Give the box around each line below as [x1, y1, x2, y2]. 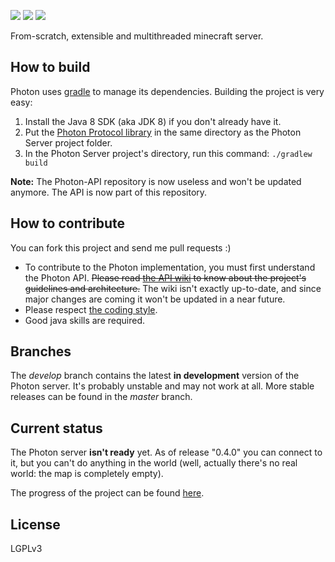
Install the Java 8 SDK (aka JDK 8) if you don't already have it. [24, 115, 282, 127]
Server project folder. [24, 136, 113, 149]
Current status [10, 420, 103, 437]
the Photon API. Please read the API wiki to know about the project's [24, 271, 307, 284]
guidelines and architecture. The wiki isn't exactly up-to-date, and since [24, 282, 322, 294]
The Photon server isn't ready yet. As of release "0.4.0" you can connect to [10, 446, 323, 459]
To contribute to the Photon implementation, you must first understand [24, 261, 316, 273]
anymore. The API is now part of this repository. [10, 186, 208, 198]
